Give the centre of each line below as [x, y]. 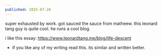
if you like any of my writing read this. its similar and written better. [79, 47]
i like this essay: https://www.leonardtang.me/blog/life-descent [68, 38]
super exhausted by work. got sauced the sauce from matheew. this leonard [81, 23]
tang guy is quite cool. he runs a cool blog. [48, 28]
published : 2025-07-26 [28, 9]
